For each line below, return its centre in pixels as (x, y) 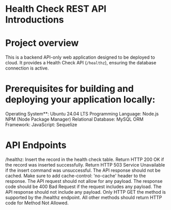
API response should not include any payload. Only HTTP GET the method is (86, 192)
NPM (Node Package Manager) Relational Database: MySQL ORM (75, 119)
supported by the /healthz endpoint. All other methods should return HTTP (84, 197)
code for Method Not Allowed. (37, 203)
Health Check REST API (56, 9)
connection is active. (27, 68)
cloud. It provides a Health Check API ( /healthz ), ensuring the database (81, 63)
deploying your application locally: (80, 100)
